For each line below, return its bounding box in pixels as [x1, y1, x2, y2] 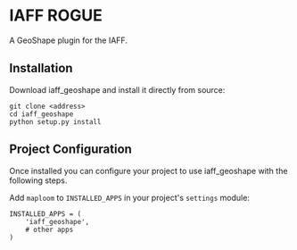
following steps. [9, 175, 68, 186]
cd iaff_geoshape [9, 109, 74, 119]
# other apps [25, 225, 74, 234]
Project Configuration [9, 142, 132, 157]
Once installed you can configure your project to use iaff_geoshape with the [9, 165, 288, 176]
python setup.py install [9, 117, 102, 126]
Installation [9, 61, 73, 76]
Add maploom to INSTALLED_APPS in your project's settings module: [9, 192, 250, 203]
